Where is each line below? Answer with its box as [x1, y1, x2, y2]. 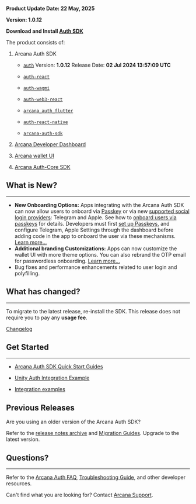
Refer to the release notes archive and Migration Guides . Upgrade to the [6, 430, 180, 437]
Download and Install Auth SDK [6, 27, 83, 34]
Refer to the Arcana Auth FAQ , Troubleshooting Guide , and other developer [6, 474, 185, 481]
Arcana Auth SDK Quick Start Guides [14, 363, 103, 370]
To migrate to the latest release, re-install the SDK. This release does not [6, 308, 181, 315]
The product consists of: [6, 39, 65, 46]
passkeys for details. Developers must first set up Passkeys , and [14, 220, 170, 227]
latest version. [6, 436, 40, 443]
